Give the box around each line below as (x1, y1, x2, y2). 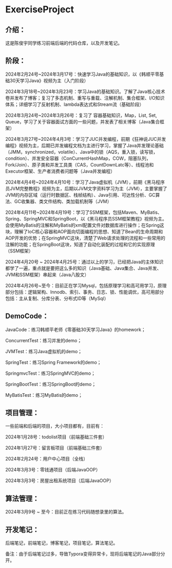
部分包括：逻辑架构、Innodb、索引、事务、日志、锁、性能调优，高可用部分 (5, 289, 164, 295)
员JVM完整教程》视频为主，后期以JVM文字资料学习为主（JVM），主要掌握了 (5, 185, 167, 191)
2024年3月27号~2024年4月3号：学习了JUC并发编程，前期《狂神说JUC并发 (5, 136, 166, 142)
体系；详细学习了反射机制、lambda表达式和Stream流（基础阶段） (5, 101, 144, 107)
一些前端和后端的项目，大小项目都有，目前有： (5, 423, 104, 429)
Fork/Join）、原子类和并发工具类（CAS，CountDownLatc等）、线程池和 (5, 161, 154, 168)
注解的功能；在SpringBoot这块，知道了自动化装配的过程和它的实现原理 (5, 241, 155, 247)
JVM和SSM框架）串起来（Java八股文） (5, 271, 89, 278)
